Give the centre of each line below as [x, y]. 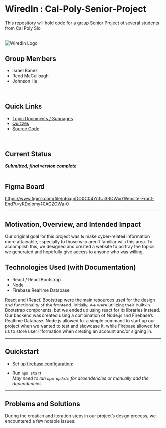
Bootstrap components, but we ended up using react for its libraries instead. [83, 310]
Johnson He [25, 81]
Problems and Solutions [42, 404]
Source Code [26, 129]
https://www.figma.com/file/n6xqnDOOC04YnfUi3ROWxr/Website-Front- [80, 199]
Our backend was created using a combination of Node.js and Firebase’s [79, 315]
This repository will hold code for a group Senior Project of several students [82, 23]
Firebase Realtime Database [41, 290]
